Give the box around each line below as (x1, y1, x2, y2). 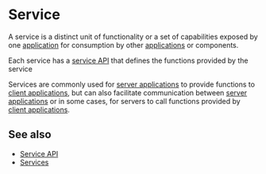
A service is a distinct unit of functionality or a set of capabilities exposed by (8, 32, 258, 41)
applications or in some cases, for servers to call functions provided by (8, 96, 241, 106)
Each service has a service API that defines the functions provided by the (8, 56, 249, 65)
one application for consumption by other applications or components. (8, 40, 239, 49)
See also (8, 128, 52, 141)
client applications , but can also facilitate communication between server (8, 87, 248, 97)
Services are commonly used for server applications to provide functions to (8, 79, 256, 89)
